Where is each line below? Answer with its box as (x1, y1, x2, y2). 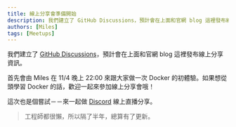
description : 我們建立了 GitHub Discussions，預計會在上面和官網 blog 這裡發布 (7, 17, 226, 24)
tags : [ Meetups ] (7, 29, 55, 37)
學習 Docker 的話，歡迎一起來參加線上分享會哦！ (13, 82, 155, 91)
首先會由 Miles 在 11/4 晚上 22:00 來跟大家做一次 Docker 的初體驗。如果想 (7, 74, 221, 82)
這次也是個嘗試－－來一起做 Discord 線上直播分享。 (7, 98, 157, 106)
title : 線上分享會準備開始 (7, 10, 77, 18)
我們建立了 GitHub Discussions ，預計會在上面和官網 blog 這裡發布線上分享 (7, 50, 223, 58)
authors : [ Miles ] (7, 23, 58, 30)
